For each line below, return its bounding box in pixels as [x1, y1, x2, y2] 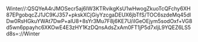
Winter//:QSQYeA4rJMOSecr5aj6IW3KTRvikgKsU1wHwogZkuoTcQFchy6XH [6, 5, 191, 12]
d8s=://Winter [6, 30, 40, 37]
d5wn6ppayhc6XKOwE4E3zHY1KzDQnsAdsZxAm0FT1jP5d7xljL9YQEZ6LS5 [6, 24, 191, 31]
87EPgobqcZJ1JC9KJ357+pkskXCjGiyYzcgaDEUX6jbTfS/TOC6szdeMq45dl [6, 11, 191, 18]
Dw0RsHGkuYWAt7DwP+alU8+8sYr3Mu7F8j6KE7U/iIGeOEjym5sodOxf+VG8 [6, 18, 193, 24]
